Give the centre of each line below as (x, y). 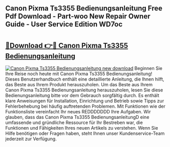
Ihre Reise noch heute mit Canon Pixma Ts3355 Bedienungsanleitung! (79, 74)
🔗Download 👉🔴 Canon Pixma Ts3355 (67, 45)
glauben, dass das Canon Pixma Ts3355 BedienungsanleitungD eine (77, 117)
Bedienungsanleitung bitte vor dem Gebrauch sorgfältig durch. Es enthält (82, 95)
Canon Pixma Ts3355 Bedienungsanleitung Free (84, 8)
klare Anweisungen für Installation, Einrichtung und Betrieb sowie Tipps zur (85, 101)
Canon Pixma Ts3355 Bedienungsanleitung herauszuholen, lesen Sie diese (84, 90)
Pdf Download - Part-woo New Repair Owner (78, 17)
